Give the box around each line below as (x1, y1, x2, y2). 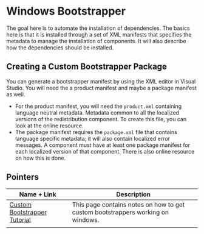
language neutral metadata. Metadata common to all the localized (15, 108, 180, 116)
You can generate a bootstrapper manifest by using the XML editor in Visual (6, 77, 196, 85)
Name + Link (19, 190, 56, 199)
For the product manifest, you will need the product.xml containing (15, 102, 182, 110)
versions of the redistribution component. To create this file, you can (15, 115, 187, 122)
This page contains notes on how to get (72, 200, 185, 208)
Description (116, 190, 151, 199)
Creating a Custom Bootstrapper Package (6, 62, 167, 72)
